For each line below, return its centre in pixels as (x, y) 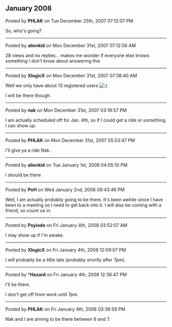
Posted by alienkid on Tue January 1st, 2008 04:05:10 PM (67, 165)
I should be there (23, 175)
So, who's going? (24, 31)
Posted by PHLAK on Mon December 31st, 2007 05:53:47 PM (70, 140)
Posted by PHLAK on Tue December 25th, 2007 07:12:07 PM (69, 21)
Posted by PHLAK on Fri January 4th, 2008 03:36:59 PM (65, 309)
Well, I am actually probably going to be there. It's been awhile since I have (84, 199)
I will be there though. (28, 95)
